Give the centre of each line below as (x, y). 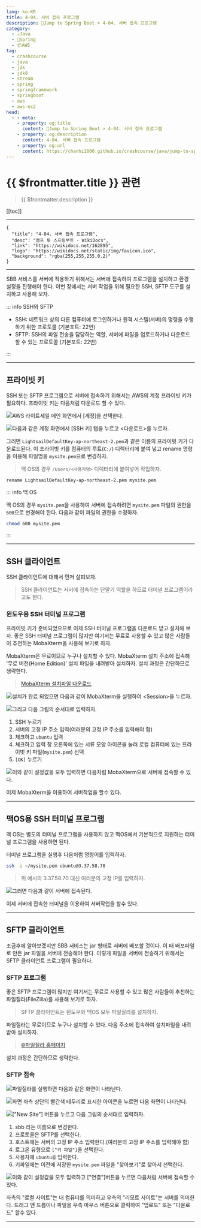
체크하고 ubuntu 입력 (39, 737)
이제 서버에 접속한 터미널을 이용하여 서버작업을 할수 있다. (72, 904)
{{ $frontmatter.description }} (57, 200)
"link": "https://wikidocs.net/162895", (63, 246)
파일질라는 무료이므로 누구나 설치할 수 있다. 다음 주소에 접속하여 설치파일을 (93, 1025)
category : (19, 28)
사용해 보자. (36, 294)
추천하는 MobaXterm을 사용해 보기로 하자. (62, 643)
